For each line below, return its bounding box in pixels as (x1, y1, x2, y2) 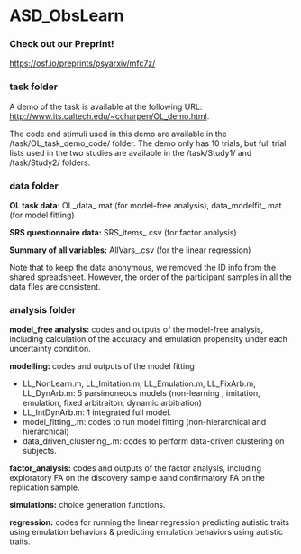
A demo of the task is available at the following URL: (9, 101, 203, 112)
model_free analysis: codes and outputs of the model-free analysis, (9, 324, 264, 335)
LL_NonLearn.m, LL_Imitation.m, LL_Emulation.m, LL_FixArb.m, (22, 378, 257, 389)
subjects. (22, 446, 57, 457)
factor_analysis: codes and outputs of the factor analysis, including (9, 463, 261, 474)
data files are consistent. (9, 282, 101, 292)
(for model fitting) (9, 209, 75, 221)
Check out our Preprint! (9, 38, 114, 51)
